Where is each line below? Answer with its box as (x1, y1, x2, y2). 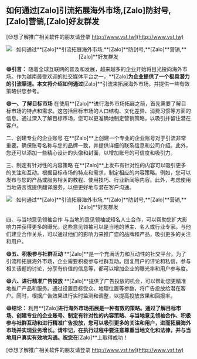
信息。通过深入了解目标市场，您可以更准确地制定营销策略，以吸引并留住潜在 (6, 114, 191, 121)
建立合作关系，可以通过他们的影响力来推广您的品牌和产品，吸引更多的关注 (11, 231, 191, 238)
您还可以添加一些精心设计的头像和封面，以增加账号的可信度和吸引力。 (6, 149, 176, 156)
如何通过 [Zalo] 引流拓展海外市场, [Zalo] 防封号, (6, 5, 172, 16)
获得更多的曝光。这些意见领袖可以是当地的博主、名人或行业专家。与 (21, 223, 186, 230)
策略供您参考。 (6, 87, 42, 94)
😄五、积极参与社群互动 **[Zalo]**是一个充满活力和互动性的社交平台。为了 (6, 250, 186, 257)
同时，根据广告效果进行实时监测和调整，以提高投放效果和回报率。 (16, 292, 176, 299)
